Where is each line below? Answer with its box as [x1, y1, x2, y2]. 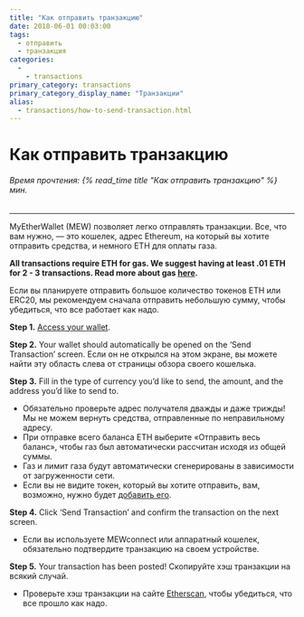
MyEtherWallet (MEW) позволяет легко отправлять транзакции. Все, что [9, 220, 288, 231]
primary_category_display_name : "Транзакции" [9, 89, 184, 98]
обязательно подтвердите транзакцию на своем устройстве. [22, 543, 260, 554]
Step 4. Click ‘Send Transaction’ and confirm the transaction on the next [9, 507, 279, 518]
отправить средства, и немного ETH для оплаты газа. [9, 240, 217, 251]
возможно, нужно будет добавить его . [22, 489, 172, 500]
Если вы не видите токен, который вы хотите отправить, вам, [22, 480, 261, 491]
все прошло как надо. [22, 597, 108, 608]
